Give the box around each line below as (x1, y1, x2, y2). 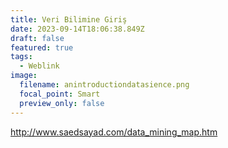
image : (10, 71, 38, 81)
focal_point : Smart (19, 89, 101, 99)
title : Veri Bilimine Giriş (10, 14, 128, 25)
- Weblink (19, 61, 60, 71)
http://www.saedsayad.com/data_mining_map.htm (10, 126, 218, 138)
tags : (10, 52, 33, 62)
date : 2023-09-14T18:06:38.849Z (10, 24, 145, 34)
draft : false (10, 33, 65, 43)
